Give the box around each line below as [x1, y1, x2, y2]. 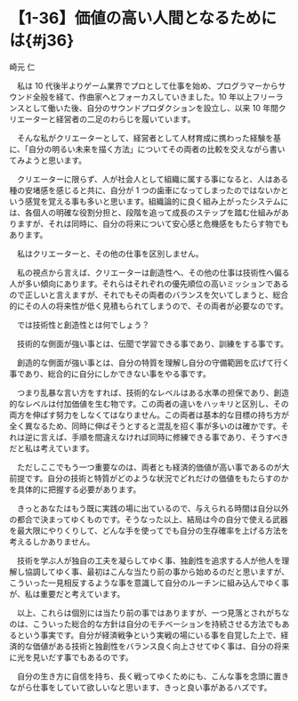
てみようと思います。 [9, 155, 87, 165]
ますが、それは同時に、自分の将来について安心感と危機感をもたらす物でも [16, 218, 289, 229]
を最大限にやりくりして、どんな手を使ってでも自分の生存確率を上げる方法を [9, 525, 289, 536]
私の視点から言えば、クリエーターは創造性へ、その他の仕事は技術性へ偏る [16, 267, 290, 278]
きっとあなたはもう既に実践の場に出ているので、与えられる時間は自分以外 [16, 503, 289, 513]
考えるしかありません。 [9, 536, 95, 547]
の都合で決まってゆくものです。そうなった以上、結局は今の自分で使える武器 [9, 513, 288, 525]
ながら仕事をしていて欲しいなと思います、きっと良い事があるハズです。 [9, 681, 273, 692]
